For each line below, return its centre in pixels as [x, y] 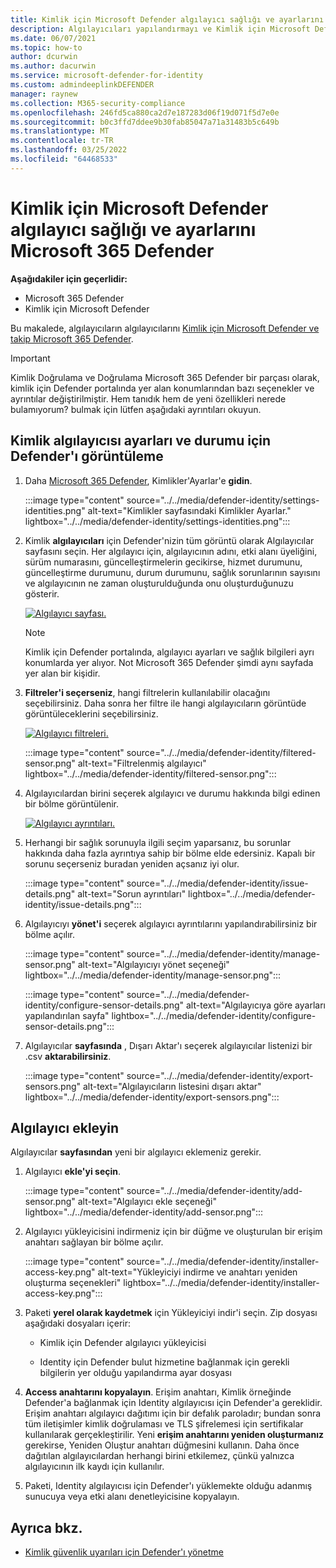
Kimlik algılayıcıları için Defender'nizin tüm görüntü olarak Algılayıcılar [169, 540]
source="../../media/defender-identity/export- [220, 1075]
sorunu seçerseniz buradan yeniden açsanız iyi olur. [132, 863]
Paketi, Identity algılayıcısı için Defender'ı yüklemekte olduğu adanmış [168, 1486]
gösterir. [42, 593]
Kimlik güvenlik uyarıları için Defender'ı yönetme [124, 1552]
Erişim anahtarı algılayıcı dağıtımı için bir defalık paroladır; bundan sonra [173, 1413]
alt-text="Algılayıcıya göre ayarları [255, 1005]
